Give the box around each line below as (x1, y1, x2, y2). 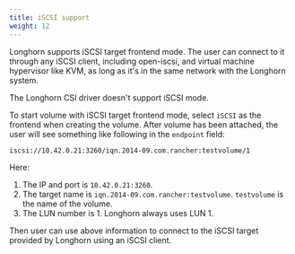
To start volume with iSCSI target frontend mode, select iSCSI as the (9, 109, 262, 120)
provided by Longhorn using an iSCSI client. (9, 234, 172, 245)
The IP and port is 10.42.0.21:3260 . (22, 179, 153, 189)
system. (9, 74, 39, 85)
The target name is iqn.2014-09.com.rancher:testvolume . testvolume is (22, 188, 284, 199)
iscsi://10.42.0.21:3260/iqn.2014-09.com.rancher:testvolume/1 (9, 145, 251, 155)
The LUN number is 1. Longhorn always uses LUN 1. (22, 207, 213, 218)
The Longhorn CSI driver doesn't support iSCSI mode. (9, 92, 209, 103)
